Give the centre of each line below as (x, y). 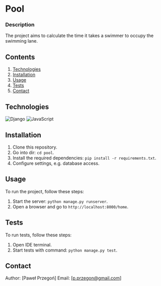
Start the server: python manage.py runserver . (60, 201)
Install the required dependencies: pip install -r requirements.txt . (84, 158)
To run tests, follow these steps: (38, 235)
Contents (20, 57)
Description (20, 25)
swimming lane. (21, 41)
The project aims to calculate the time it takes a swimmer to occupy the (79, 35)
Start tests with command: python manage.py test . (65, 250)
